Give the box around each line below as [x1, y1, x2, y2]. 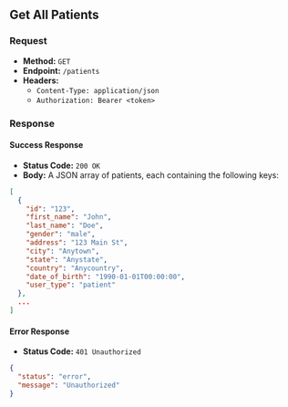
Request [9, 35, 47, 47]
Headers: [22, 75, 59, 86]
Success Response [9, 140, 84, 151]
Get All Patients [9, 7, 99, 23]
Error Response [9, 326, 70, 337]
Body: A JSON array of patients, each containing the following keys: [22, 169, 280, 181]
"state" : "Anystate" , [26, 255, 108, 264]
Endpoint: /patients [22, 65, 100, 76]
